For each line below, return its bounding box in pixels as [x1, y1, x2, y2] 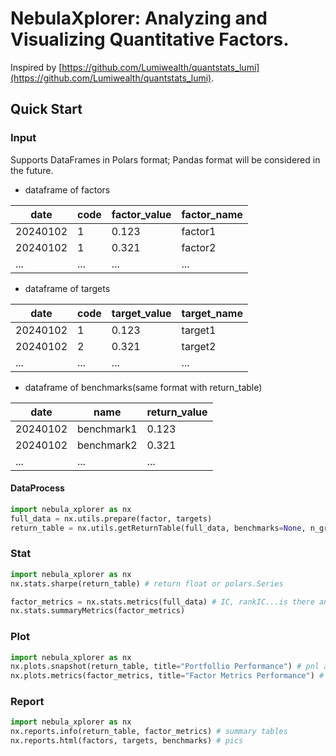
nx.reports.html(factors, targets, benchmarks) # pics [10, 736, 244, 746]
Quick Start [10, 101, 83, 118]
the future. [10, 164, 54, 176]
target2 [181, 339, 217, 353]
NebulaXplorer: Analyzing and [10, 7, 268, 30]
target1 [181, 323, 217, 337]
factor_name [181, 207, 243, 221]
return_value [146, 405, 208, 419]
